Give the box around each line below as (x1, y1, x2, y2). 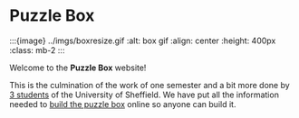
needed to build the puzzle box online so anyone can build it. (9, 98, 236, 109)
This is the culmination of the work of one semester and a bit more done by (9, 79, 290, 90)
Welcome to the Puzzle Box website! (9, 62, 147, 73)
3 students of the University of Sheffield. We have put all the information (9, 89, 279, 100)
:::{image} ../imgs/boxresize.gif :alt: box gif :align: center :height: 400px (9, 35, 276, 46)
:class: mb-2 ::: (9, 44, 65, 55)
